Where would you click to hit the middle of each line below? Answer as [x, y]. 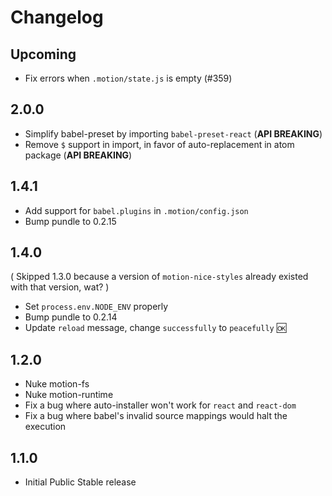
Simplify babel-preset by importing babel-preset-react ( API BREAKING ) [173, 133]
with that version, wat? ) [60, 287]
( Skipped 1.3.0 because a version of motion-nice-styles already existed [159, 277]
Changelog [57, 17]
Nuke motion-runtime [69, 395]
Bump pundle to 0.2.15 [70, 221]
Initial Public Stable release [80, 482]
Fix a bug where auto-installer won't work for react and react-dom [160, 405]
